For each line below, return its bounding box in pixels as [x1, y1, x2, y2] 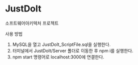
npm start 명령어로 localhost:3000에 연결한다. [12, 53, 105, 60]
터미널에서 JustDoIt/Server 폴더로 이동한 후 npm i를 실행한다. [12, 47, 134, 53]
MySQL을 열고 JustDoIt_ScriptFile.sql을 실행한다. [12, 41, 111, 47]
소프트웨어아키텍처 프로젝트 [5, 20, 59, 26]
